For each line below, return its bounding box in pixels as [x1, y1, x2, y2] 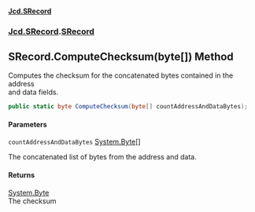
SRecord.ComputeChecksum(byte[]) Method [8, 49, 234, 63]
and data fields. [8, 87, 59, 97]
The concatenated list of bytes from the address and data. [8, 152, 197, 162]
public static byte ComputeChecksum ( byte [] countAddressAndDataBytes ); [8, 103, 248, 111]
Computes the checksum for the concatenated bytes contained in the [8, 71, 234, 80]
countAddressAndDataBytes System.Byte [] [8, 137, 141, 147]
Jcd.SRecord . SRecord [8, 26, 94, 37]
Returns [8, 170, 35, 180]
